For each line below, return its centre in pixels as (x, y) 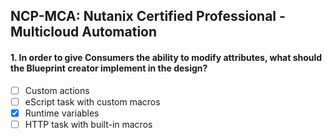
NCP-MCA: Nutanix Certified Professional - (148, 16)
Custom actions (57, 90)
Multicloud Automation (84, 32)
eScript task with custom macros (92, 101)
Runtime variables (62, 113)
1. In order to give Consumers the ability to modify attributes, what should (166, 57)
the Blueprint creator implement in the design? (109, 68)
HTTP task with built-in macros (88, 124)
